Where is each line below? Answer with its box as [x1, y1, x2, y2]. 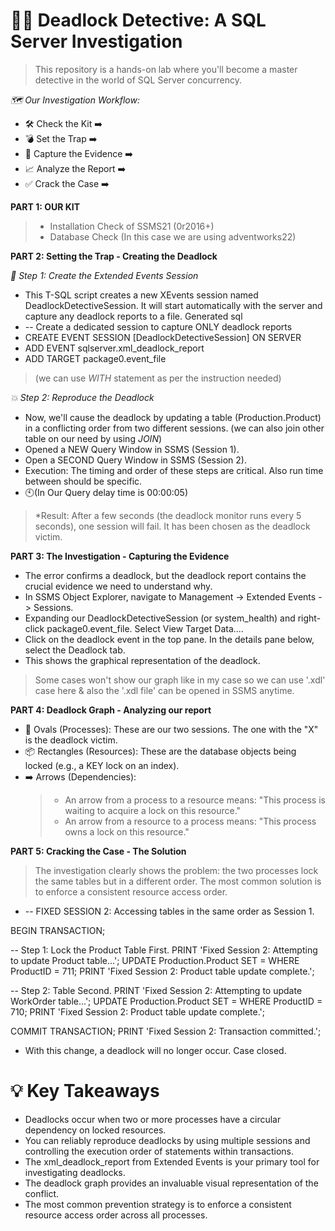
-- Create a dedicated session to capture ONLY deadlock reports [24, 320, 293, 333]
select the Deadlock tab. [24, 644, 126, 656]
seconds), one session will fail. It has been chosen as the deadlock [34, 520, 311, 532]
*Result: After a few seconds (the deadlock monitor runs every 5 [34, 509, 302, 521]
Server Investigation [10, 30, 183, 53]
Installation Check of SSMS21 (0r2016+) [49, 220, 215, 232]
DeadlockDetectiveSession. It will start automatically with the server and [24, 299, 323, 311]
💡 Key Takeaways [10, 1080, 160, 1103]
